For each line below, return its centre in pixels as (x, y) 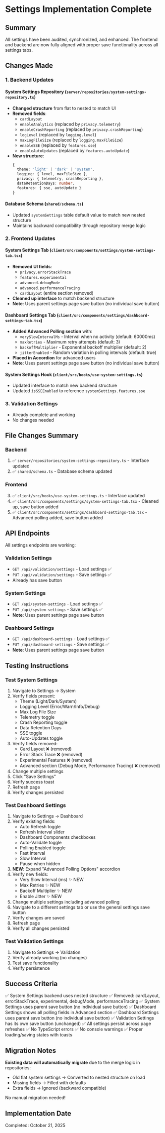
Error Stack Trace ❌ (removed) (51, 755)
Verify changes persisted (38, 793)
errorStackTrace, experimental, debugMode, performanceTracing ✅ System (82, 1001)
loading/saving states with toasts (39, 1035)
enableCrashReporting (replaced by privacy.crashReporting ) (81, 129)
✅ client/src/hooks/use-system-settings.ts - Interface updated (79, 495)
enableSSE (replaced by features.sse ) (58, 145)
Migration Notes (30, 1051)
